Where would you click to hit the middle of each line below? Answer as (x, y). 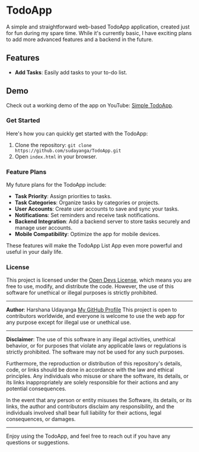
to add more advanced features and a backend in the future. (80, 39)
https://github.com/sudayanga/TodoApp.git (68, 151)
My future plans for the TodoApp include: (56, 185)
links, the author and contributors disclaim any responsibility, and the (90, 406)
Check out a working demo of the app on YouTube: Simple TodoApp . (90, 105)
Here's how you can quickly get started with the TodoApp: (77, 133)
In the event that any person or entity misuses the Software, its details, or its (99, 400)
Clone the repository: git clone (53, 145)
